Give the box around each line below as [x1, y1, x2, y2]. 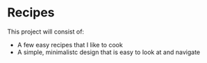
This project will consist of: [7, 27, 85, 36]
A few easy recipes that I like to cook [17, 40, 123, 49]
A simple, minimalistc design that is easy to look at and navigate [17, 48, 200, 56]
